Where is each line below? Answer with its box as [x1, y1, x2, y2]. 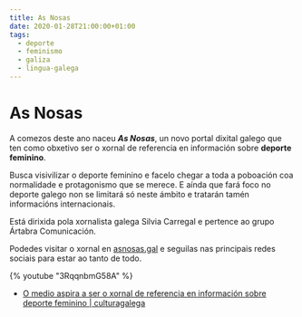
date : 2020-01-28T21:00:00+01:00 [9, 22, 136, 31]
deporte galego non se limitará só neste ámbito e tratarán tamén [9, 188, 249, 199]
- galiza [17, 55, 51, 64]
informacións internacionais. [9, 198, 116, 209]
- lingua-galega [17, 64, 79, 73]
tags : [9, 30, 30, 39]
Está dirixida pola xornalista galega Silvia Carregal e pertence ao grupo [9, 216, 275, 226]
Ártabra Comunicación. [9, 226, 97, 236]
